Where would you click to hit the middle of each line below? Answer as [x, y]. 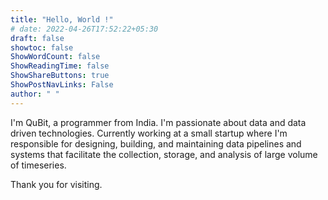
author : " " [35, 94]
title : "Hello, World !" [62, 19]
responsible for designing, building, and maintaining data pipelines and [156, 143]
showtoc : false [42, 47]
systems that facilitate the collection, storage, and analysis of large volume [164, 154]
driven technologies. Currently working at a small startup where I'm [149, 133]
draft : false [37, 38]
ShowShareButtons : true [60, 76]
